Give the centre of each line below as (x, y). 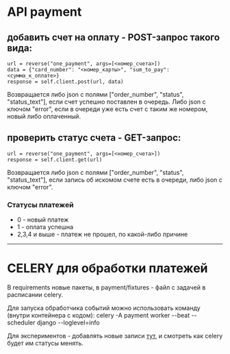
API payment (44, 12)
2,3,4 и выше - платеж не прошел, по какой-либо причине (102, 235)
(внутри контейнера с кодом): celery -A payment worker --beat (99, 316)
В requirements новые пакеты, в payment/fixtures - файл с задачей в (106, 287)
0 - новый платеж (43, 220)
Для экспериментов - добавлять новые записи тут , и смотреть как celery (115, 336)
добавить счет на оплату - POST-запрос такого (114, 37)
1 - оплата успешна (45, 227)
